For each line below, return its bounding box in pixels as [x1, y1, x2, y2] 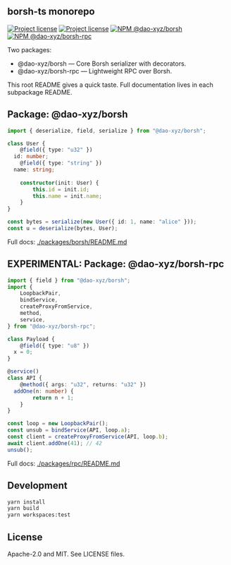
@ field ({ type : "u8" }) [20, 342, 90, 349]
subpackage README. [7, 88, 73, 96]
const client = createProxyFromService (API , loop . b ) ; [7, 434, 169, 441]
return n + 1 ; [32, 394, 74, 401]
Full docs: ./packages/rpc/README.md [7, 459, 120, 468]
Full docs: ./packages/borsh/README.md [7, 237, 127, 246]
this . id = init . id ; [32, 186, 90, 193]
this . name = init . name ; [32, 192, 102, 200]
